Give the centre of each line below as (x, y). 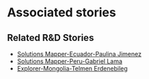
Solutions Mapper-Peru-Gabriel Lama (70, 61)
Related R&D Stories (51, 38)
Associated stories (62, 13)
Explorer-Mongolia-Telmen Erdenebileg (72, 68)
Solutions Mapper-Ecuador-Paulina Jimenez (79, 54)
